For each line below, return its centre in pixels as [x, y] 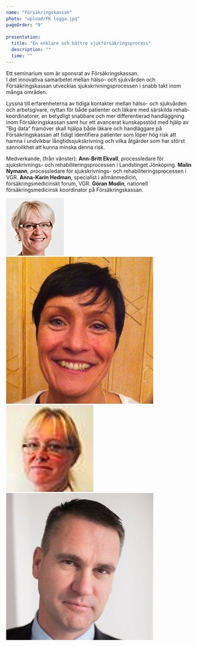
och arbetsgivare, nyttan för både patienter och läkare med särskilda [89, 109]
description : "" [31, 50]
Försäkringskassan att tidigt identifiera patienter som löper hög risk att [91, 135]
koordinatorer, [23, 116]
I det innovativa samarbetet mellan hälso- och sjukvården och [81, 79]
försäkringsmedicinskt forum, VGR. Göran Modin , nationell [77, 183]
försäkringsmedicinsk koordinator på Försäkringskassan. [75, 190]
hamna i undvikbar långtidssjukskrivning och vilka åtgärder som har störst [96, 140]
